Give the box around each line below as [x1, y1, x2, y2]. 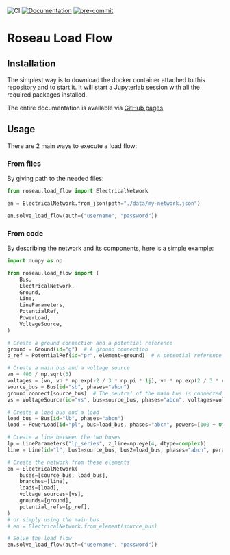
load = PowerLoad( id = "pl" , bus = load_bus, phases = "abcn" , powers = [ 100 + [7, 421, 216, 428]
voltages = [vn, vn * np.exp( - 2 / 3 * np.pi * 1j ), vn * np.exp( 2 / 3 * [7, 378, 219, 384]
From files [7, 158, 41, 168]
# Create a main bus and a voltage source [7, 365, 130, 371]
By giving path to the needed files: [7, 175, 104, 183]
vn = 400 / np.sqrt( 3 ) [7, 371, 72, 378]
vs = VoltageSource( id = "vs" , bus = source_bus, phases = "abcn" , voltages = [7, 396, 216, 404]
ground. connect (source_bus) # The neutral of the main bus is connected [7, 390, 222, 397]
